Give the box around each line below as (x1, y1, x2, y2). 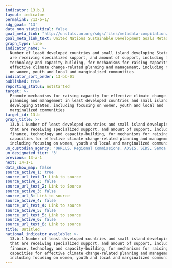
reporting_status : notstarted (5, 84, 70, 89)
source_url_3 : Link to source (5, 193, 70, 198)
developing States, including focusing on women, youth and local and (10, 103, 164, 108)
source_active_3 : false (5, 189, 56, 194)
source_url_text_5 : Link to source (5, 212, 81, 218)
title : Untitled (5, 226, 40, 232)
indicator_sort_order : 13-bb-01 (5, 74, 74, 79)
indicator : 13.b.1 (5, 7, 45, 13)
